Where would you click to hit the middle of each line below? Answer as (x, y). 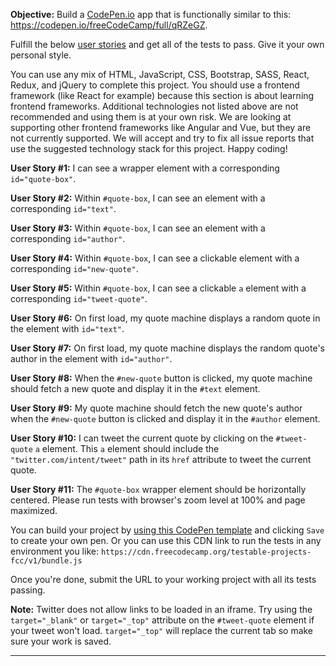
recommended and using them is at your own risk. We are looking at (151, 117)
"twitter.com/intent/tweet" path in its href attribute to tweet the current (161, 459)
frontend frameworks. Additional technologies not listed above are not (154, 106)
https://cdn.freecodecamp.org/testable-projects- (206, 552)
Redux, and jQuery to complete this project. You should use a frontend (155, 85)
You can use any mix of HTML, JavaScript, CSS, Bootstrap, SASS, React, (160, 74)
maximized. (34, 510)
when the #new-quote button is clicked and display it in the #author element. (165, 418)
